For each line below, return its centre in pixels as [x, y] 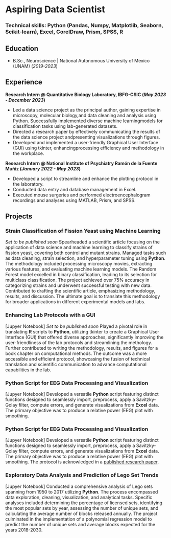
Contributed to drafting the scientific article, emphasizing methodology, [80, 291]
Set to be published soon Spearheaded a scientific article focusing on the [82, 242]
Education [22, 48]
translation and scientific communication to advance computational [76, 364]
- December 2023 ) [25, 100]
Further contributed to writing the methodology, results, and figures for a [82, 348]
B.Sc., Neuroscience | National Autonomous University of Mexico [81, 60]
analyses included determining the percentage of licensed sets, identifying [84, 503]
